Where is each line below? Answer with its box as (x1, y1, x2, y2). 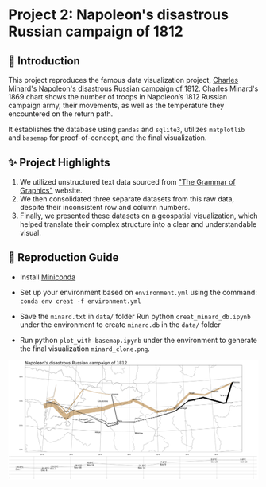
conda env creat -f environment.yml (19, 297, 141, 306)
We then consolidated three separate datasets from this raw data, (19, 193, 235, 204)
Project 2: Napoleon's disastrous (8, 6, 229, 24)
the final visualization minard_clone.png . (19, 344, 151, 353)
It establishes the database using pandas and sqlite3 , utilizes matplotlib (8, 125, 245, 134)
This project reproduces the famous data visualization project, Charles (8, 76, 239, 84)
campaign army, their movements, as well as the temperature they (8, 101, 225, 110)
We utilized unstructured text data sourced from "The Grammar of (19, 177, 236, 186)
